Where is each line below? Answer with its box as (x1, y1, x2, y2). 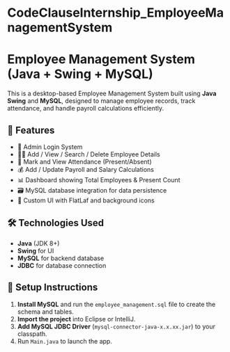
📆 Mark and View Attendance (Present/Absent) (17, 157, 152, 166)
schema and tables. (17, 307, 75, 316)
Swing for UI (17, 246, 54, 255)
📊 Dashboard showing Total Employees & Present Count (17, 175, 181, 184)
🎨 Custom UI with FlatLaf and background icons (17, 196, 155, 205)
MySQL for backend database (17, 254, 105, 262)
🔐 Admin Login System (17, 143, 83, 151)
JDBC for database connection (17, 261, 107, 269)
